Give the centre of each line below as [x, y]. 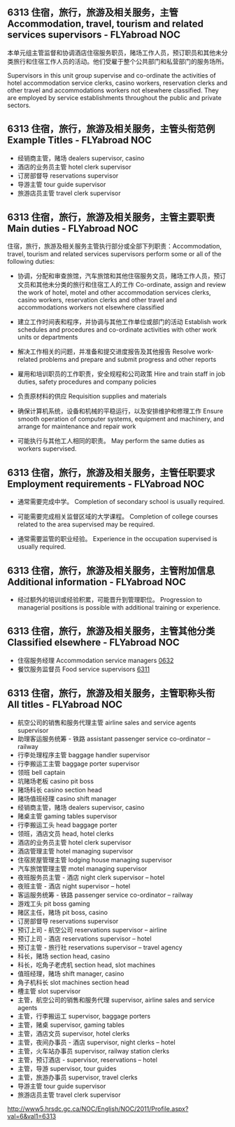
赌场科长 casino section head [60, 790]
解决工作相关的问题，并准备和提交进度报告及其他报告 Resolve [106, 351]
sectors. [19, 105]
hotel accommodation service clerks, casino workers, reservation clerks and [117, 83]
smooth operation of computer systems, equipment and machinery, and [121, 419]
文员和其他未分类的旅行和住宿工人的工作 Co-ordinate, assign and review [121, 285]
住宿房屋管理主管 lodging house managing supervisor [95, 860]
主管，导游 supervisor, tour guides [67, 1068]
